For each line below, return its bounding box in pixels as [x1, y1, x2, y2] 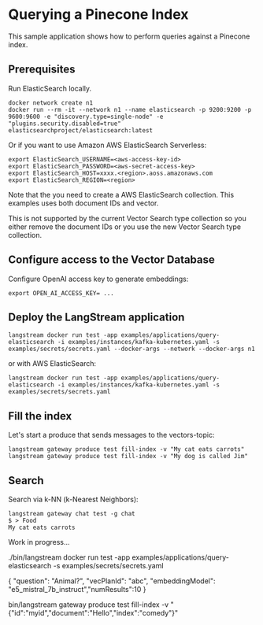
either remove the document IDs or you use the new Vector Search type [8, 222, 242, 231]
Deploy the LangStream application [8, 310, 185, 324]
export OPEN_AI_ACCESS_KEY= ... [8, 289, 114, 297]
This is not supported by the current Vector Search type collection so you [8, 213, 246, 223]
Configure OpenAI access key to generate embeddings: [8, 274, 189, 283]
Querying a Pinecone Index [8, 6, 189, 24]
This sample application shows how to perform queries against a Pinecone [8, 31, 250, 41]
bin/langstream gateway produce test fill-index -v [8, 600, 169, 609]
